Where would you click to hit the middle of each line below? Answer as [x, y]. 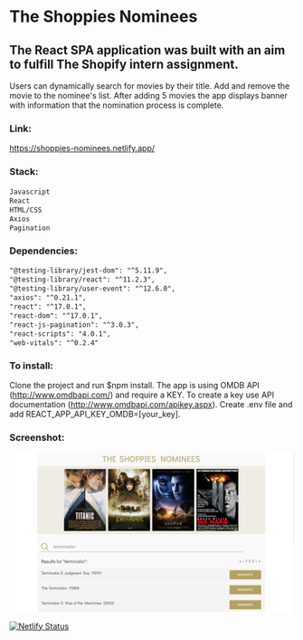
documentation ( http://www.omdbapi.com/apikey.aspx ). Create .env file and [151, 405]
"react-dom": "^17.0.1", [56, 315]
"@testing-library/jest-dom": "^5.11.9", [89, 270]
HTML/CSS [26, 210]
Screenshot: [37, 438]
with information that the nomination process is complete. [117, 105]
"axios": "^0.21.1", [48, 297]
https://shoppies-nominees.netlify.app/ [82, 148]
